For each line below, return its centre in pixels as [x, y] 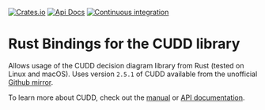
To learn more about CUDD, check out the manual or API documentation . [127, 97]
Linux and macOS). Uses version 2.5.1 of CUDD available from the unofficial [133, 74]
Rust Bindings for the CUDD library [124, 44]
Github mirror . [31, 82]
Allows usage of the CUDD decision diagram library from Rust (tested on [126, 65]
